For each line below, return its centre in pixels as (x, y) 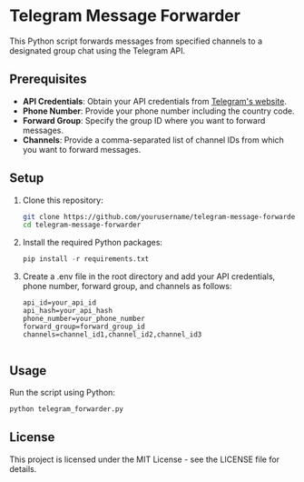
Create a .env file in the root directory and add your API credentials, (149, 276)
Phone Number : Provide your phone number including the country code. (158, 111)
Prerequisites (48, 80)
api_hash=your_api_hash (68, 311)
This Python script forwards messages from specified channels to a (136, 41)
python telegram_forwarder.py (67, 409)
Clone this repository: (63, 200)
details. (23, 468)
